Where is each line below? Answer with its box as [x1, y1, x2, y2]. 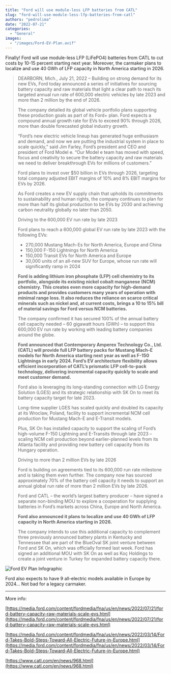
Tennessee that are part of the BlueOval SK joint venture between [17, 539, 156, 545]
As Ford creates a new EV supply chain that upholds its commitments [17, 190, 163, 196]
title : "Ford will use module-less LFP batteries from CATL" [5, 7, 138, 13]
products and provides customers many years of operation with [17, 289, 156, 295]
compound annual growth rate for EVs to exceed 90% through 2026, [17, 118, 162, 124]
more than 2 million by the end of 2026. [17, 97, 101, 103]
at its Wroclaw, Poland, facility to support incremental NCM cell [17, 410, 150, 416]
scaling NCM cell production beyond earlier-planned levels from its [17, 436, 159, 442]
